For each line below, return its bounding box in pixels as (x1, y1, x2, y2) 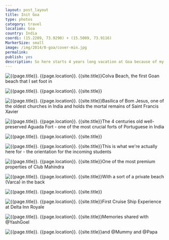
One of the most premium (102, 159, 156, 165)
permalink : (5, 50, 28, 55)
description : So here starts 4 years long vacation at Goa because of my (5, 59, 164, 64)
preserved (5, 124, 27, 130)
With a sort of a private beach (102, 174, 164, 180)
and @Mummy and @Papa (102, 229, 158, 235)
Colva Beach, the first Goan (102, 73, 160, 79)
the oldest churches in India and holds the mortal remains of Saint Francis (5, 103, 159, 109)
